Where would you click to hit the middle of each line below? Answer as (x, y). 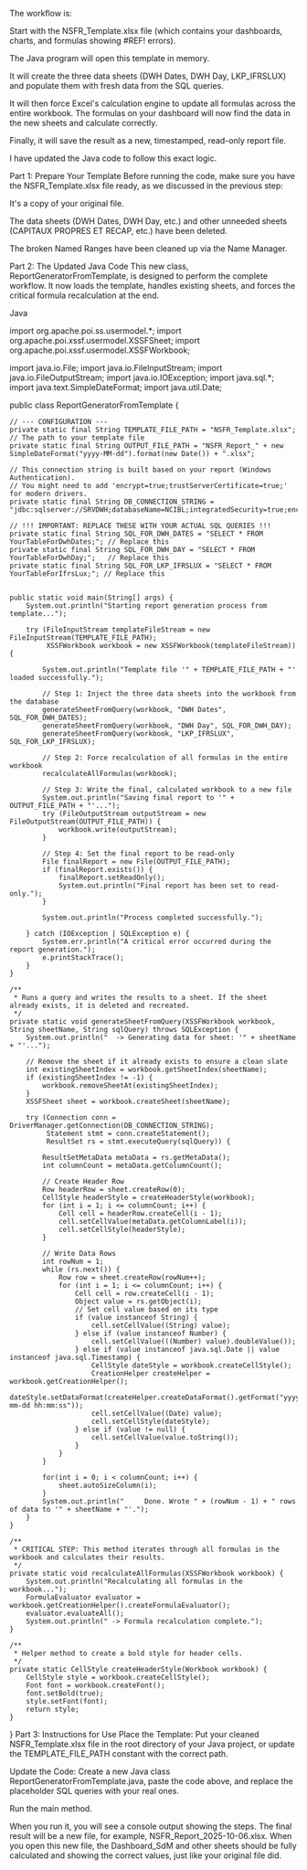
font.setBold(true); (65, 1694)
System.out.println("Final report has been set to (157, 886)
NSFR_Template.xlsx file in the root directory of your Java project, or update (152, 1744)
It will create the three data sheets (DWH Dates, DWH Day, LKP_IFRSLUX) (148, 76)
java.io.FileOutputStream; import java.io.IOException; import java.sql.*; (142, 377)
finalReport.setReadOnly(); (112, 877)
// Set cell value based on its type (147, 1310)
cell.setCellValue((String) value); (161, 1325)
